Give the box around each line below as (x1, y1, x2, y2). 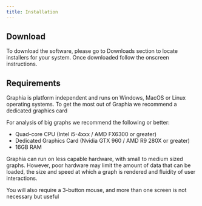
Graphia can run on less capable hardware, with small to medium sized (6, 156, 183, 163)
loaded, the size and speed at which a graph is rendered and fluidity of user (6, 168, 196, 176)
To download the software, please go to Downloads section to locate (6, 47, 178, 55)
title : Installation (6, 9, 59, 15)
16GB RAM (15, 143, 42, 151)
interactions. (6, 174, 38, 182)
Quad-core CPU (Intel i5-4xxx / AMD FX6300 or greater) (15, 131, 157, 138)
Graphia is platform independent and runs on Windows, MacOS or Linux (6, 94, 186, 101)
